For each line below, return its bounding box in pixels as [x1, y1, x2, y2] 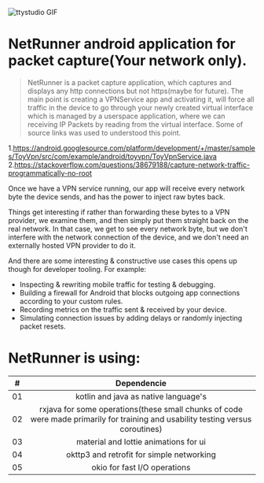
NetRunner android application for [8, 35, 236, 53]
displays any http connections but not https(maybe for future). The [27, 86, 244, 95]
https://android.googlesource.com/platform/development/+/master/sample [13, 143, 255, 153]
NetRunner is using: [8, 349, 141, 367]
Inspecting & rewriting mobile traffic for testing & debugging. [19, 280, 216, 289]
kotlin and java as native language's [75, 391, 207, 402]
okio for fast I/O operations [91, 462, 191, 473]
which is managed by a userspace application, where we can [27, 111, 225, 121]
